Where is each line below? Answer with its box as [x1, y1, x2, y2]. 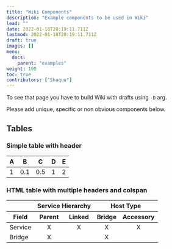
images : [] [6, 43, 34, 49]
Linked [69, 213, 90, 222]
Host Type [110, 202, 142, 211]
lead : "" [6, 20, 29, 26]
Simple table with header [6, 142, 82, 150]
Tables [6, 123, 32, 134]
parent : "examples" [17, 60, 67, 66]
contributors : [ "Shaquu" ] [6, 77, 72, 83]
